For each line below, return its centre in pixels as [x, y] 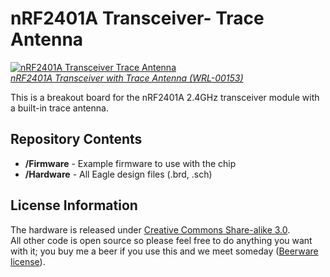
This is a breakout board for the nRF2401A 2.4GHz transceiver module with [165, 97]
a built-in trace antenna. [59, 108]
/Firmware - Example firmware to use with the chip [130, 163]
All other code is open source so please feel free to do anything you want [161, 240]
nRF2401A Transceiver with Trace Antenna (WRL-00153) [127, 78]
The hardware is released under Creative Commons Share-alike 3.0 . [150, 229]
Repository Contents [76, 139]
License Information [74, 205]
